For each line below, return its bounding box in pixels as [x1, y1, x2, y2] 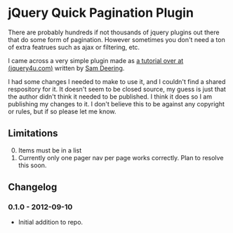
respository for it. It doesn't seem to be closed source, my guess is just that [8, 85, 227, 93]
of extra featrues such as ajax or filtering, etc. [8, 43, 140, 51]
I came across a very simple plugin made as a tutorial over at [8, 56, 184, 64]
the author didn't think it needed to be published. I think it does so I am [8, 92, 213, 101]
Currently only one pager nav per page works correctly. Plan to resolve [18, 153, 224, 162]
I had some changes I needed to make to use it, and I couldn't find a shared [8, 77, 226, 85]
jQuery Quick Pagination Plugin [8, 5, 194, 21]
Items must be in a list [18, 146, 82, 155]
